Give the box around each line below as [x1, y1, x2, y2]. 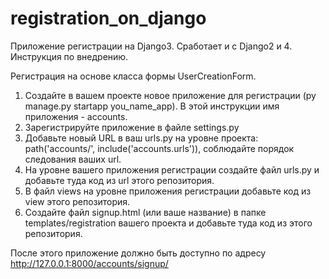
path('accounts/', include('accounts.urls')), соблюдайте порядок [24, 142, 295, 154]
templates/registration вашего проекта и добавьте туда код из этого [24, 217, 313, 229]
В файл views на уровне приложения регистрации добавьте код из [24, 185, 312, 197]
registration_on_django [10, 7, 207, 30]
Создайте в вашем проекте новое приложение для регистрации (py [24, 89, 317, 101]
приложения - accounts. [24, 110, 128, 122]
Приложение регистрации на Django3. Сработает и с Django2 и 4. [10, 40, 293, 52]
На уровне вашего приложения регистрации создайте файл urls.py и [24, 163, 320, 176]
